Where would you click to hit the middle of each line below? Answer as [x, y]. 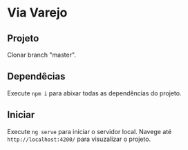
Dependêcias [36, 76]
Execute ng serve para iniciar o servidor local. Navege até [90, 131]
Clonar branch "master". [41, 55]
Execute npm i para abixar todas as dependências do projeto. [94, 93]
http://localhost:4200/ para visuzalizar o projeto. [79, 139]
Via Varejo [37, 13]
